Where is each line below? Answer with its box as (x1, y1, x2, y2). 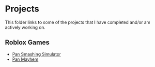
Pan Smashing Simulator (12, 51, 62, 57)
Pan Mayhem (12, 56, 39, 62)
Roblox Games (5, 39, 50, 47)
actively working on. (5, 24, 46, 30)
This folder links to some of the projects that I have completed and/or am (5, 19, 151, 25)
